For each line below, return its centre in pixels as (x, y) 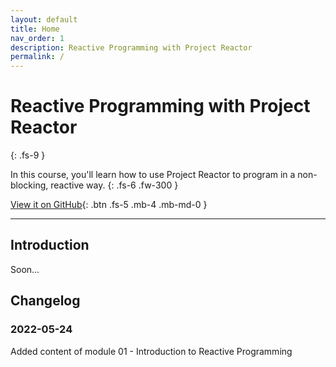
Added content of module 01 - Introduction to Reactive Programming (151, 351)
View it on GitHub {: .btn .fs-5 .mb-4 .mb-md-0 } (109, 205)
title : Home (35, 29)
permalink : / (37, 57)
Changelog (45, 301)
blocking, (29, 185)
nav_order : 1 (37, 38)
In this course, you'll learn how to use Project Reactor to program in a (153, 175)
